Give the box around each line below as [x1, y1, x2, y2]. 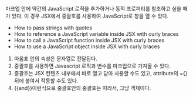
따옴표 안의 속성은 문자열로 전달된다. [13, 55, 97, 62]
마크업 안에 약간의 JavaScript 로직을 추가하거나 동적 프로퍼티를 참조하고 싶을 [5, 5, 182, 12]
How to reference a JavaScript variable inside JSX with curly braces [13, 31, 179, 37]
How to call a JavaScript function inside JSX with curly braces [13, 37, 165, 44]
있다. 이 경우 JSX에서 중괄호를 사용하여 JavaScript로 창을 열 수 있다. [11, 12, 169, 19]
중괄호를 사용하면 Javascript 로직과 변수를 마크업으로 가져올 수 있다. [13, 62, 171, 69]
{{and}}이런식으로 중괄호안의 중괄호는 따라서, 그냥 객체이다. [13, 85, 151, 91]
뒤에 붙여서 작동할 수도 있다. [13, 77, 79, 84]
